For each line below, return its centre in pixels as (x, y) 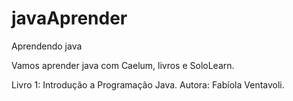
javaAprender (69, 18)
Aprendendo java (47, 46)
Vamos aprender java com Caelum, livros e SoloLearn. (123, 65)
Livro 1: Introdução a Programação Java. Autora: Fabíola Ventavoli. (148, 84)
